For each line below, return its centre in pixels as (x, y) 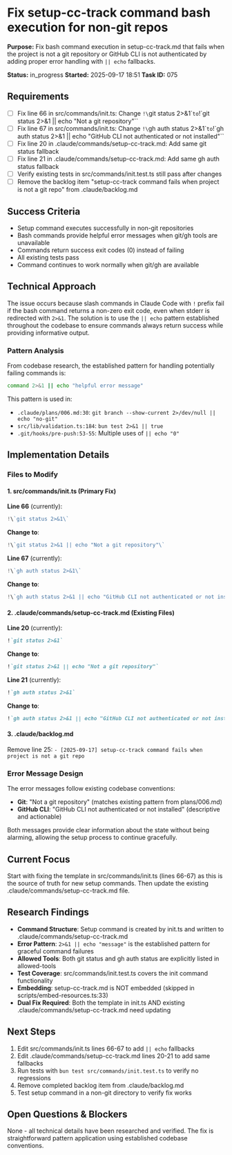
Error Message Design (45, 773)
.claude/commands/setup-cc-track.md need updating (94, 1010)
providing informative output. (48, 332)
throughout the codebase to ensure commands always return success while (115, 325)
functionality (35, 981)
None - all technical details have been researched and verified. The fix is (110, 1131)
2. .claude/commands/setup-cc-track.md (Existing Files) (91, 612)
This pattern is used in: (40, 399)
